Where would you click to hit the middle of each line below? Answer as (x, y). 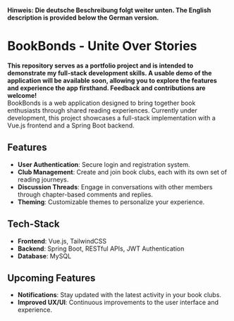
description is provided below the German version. (83, 18)
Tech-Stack (33, 224)
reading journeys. (43, 180)
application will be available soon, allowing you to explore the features (112, 80)
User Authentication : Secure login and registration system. (104, 164)
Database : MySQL (44, 256)
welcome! (22, 95)
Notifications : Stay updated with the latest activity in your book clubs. (119, 295)
